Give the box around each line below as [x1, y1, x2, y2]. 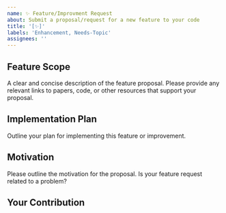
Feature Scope [7, 61, 70, 73]
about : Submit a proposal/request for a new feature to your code [7, 16, 200, 23]
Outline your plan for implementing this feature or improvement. [7, 131, 186, 140]
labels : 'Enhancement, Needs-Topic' [7, 29, 111, 36]
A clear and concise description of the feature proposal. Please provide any [7, 79, 220, 87]
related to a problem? [7, 177, 67, 185]
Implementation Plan [7, 114, 98, 125]
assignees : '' [7, 36, 48, 42]
